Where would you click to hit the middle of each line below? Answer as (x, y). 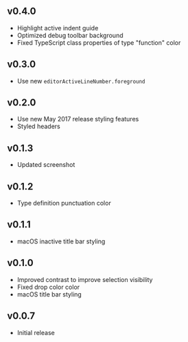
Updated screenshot (46, 165)
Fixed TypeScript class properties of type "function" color (99, 42)
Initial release (36, 332)
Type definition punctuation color (64, 203)
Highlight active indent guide (58, 28)
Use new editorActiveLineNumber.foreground (81, 81)
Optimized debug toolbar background (70, 35)
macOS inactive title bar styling (61, 241)
